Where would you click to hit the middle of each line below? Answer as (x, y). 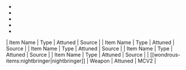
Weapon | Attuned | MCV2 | (123, 61)
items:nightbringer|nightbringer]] (46, 61)
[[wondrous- (165, 55)
